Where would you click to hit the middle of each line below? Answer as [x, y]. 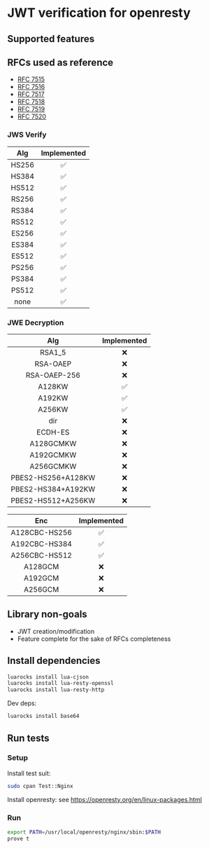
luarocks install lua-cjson [48, 677]
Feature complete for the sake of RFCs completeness [94, 639]
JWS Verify [27, 135]
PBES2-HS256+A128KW [53, 477]
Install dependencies [54, 661]
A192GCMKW [53, 455]
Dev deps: [22, 703]
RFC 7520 [32, 116]
